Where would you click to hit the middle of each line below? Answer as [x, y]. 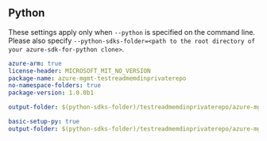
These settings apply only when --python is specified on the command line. [132, 32]
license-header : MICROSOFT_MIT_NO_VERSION [79, 70]
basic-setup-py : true [44, 122]
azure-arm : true [35, 63]
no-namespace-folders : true [55, 86]
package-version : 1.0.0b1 [51, 93]
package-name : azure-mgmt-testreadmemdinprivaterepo [97, 78]
